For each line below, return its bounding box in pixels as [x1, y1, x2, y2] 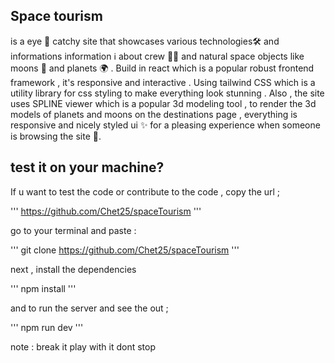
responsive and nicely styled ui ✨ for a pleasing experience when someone [10, 119, 321, 131]
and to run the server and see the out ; [10, 302, 169, 314]
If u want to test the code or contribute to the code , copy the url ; [10, 185, 281, 198]
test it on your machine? [10, 159, 165, 176]
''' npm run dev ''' [10, 321, 84, 333]
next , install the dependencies [10, 263, 137, 275]
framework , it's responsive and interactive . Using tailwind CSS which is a [10, 76, 316, 88]
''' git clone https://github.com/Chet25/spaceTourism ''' [10, 244, 240, 256]
